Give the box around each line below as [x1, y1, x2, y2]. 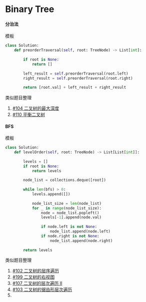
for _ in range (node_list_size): [31, 205, 101, 211]
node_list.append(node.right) [49, 238, 113, 243]
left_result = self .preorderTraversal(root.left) [23, 71, 128, 76]
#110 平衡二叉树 [12, 112, 45, 118]
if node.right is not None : [40, 233, 99, 238]
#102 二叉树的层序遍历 [12, 268, 59, 274]
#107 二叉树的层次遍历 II [12, 280, 62, 286]
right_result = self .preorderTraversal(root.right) [23, 76, 133, 81]
